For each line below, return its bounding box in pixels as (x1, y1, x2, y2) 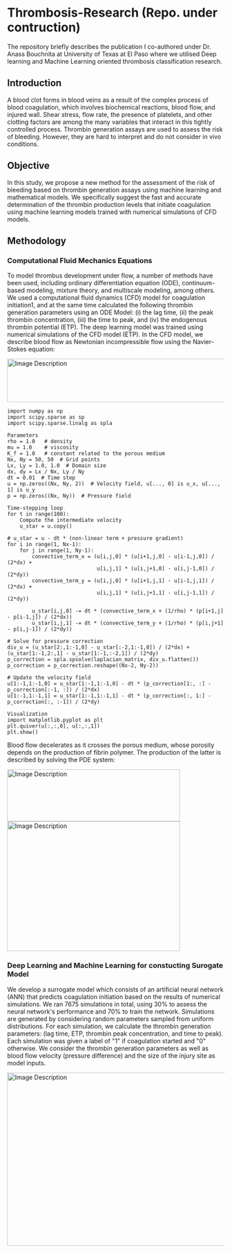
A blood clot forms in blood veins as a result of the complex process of (7, 96, 209, 104)
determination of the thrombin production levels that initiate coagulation (7, 200, 211, 208)
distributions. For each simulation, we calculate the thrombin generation (7, 1022, 211, 1030)
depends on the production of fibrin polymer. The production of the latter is (7, 748, 222, 757)
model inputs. (7, 1058, 46, 1067)
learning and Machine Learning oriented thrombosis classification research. (7, 57, 222, 65)
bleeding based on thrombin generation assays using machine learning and (7, 186, 222, 194)
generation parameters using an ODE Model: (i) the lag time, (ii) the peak (7, 308, 214, 316)
